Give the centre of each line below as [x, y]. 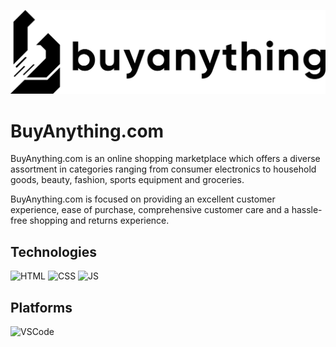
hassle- [307, 210]
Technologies [54, 251]
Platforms [41, 307]
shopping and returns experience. [99, 221]
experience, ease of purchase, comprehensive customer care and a [150, 210]
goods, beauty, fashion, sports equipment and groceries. [127, 180]
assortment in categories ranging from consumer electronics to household [163, 169]
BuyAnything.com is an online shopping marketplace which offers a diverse [165, 159]
